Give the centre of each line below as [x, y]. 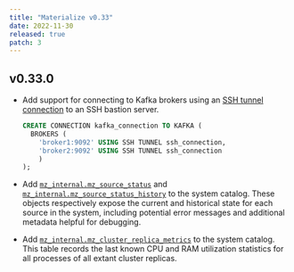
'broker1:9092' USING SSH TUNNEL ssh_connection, [132, 142]
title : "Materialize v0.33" [61, 17]
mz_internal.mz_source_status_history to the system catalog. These [148, 194]
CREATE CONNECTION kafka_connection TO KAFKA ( [112, 126]
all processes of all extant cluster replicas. [99, 259]
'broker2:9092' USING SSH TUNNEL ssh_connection [131, 151]
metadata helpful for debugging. [82, 222]
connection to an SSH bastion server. [90, 110]
